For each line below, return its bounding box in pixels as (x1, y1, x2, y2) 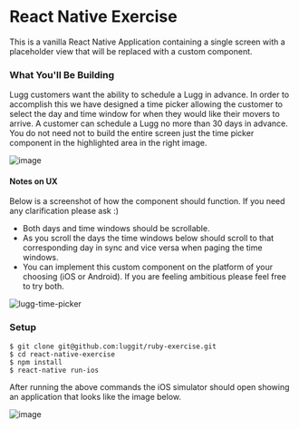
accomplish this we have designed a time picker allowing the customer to (9, 99, 284, 110)
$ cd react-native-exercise (9, 349, 116, 359)
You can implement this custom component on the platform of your (22, 261, 274, 273)
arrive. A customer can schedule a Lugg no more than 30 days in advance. (9, 118, 288, 129)
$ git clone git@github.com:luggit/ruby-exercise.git (9, 342, 217, 351)
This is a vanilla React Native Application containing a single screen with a (9, 36, 285, 47)
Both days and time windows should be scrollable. (22, 223, 210, 234)
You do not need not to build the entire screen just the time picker (9, 128, 255, 139)
